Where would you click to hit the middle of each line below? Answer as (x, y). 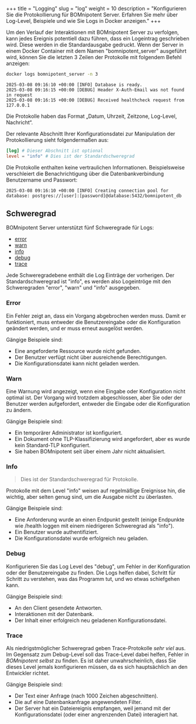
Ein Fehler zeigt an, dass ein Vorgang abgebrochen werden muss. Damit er (96, 315)
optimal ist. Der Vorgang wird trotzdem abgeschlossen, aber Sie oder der (94, 397)
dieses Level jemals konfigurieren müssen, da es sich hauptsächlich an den (97, 667)
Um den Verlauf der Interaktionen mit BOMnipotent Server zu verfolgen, (93, 32)
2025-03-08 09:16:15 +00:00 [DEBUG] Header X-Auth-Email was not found (95, 90)
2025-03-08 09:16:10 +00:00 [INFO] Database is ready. (74, 84)
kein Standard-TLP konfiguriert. (52, 446)
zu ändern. (19, 410)
